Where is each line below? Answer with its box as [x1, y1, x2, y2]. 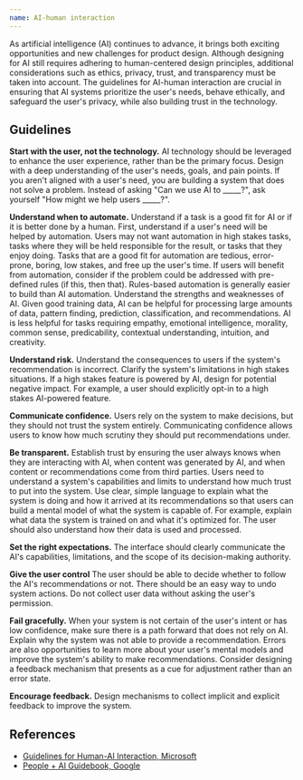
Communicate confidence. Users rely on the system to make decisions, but [9, 410, 294, 421]
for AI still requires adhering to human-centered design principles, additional [9, 57, 294, 68]
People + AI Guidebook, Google [22, 760, 141, 771]
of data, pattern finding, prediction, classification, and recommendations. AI [9, 308, 291, 319]
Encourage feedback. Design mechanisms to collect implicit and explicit [9, 690, 280, 702]
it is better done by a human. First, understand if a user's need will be [9, 221, 269, 232]
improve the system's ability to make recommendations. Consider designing [9, 654, 292, 665]
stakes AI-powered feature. [9, 393, 111, 404]
